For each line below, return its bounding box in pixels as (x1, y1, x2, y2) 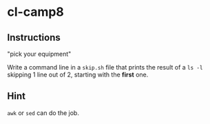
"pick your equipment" (7, 50, 72, 58)
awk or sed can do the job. (7, 108, 79, 117)
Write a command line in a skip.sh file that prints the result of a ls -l (7, 63, 203, 71)
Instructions (7, 32, 61, 43)
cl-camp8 (7, 4, 64, 20)
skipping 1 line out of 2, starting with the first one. (7, 70, 149, 79)
